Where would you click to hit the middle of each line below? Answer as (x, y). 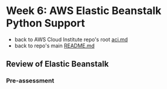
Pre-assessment (30, 81)
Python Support (45, 23)
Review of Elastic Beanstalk (57, 64)
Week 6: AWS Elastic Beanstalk (84, 11)
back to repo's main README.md (54, 46)
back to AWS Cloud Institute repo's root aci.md (71, 39)
